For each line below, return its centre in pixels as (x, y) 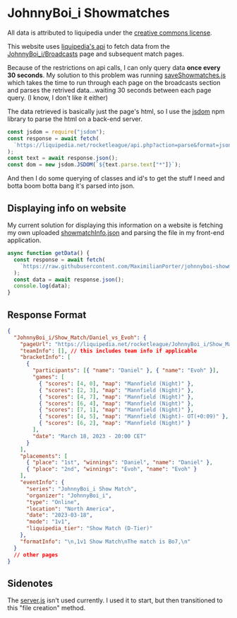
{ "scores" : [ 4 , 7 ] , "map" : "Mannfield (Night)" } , (116, 397)
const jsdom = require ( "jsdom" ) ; (56, 132)
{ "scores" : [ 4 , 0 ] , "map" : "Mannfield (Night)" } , (116, 384)
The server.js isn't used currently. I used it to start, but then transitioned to (115, 600)
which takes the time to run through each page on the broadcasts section (114, 82)
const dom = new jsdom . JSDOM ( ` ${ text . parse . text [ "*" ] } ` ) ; (94, 165)
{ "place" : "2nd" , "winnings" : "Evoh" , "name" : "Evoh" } (111, 469)
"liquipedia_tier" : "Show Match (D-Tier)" (89, 529)
